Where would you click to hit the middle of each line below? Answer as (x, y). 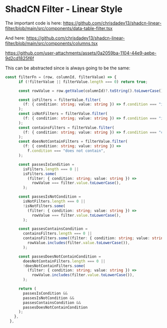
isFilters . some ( (40, 174)
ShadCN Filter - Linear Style (64, 9)
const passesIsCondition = (46, 164)
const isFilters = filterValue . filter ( (59, 100)
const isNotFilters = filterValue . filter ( (63, 114)
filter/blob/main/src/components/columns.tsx (51, 43)
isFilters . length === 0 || (51, 169)
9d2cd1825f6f (20, 58)
